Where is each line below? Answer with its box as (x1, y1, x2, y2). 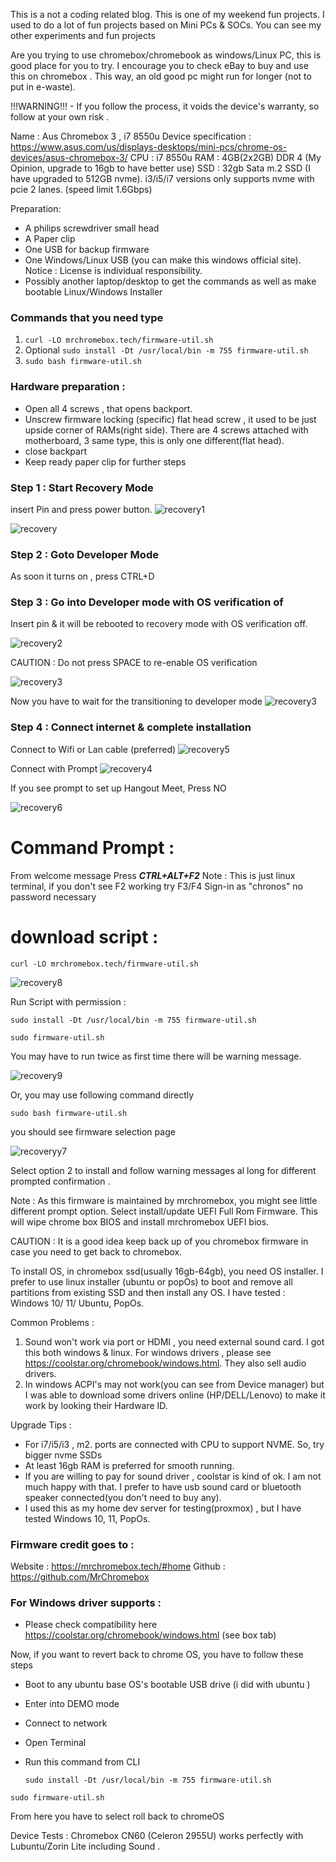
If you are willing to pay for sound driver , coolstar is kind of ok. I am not (24, 1470, 322, 1482)
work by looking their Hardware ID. (24, 1399, 168, 1411)
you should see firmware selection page (10, 1125, 176, 1138)
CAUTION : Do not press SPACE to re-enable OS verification (10, 657, 258, 669)
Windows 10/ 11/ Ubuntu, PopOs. (10, 1297, 145, 1309)
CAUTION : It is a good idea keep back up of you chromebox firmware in (10, 1235, 309, 1247)
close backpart (24, 445, 87, 457)
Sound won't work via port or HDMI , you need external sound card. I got (24, 1335, 325, 1348)
